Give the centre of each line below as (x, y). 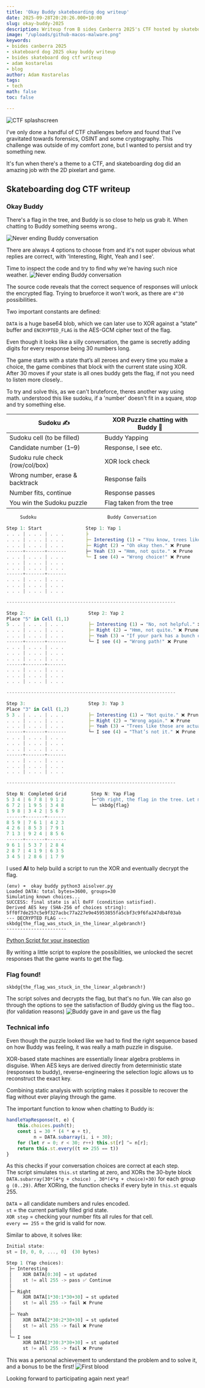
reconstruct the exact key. (39, 1079)
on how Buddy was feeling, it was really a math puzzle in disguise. (89, 1047)
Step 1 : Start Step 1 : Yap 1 (64, 528)
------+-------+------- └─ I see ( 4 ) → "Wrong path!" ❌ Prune (97, 642)
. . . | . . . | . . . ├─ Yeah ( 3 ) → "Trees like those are (95, 726)
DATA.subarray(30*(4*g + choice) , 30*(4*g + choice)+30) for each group (101, 1179)
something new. (26, 151)
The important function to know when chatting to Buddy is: (80, 1109)
